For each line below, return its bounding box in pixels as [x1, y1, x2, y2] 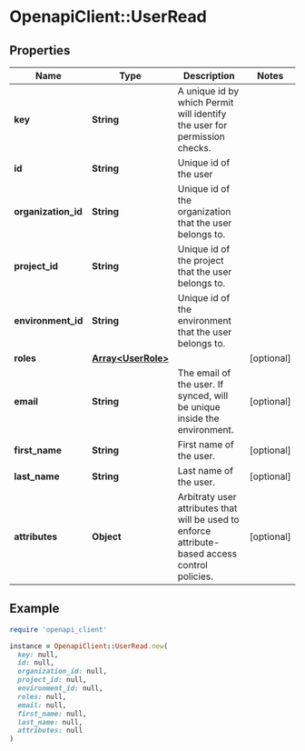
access [206, 547, 238, 560]
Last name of [177, 465, 234, 476]
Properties [9, 43, 71, 58]
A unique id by [177, 85, 239, 97]
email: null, [17, 700, 67, 710]
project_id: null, [17, 676, 88, 685]
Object [92, 530, 122, 543]
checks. [177, 142, 212, 154]
